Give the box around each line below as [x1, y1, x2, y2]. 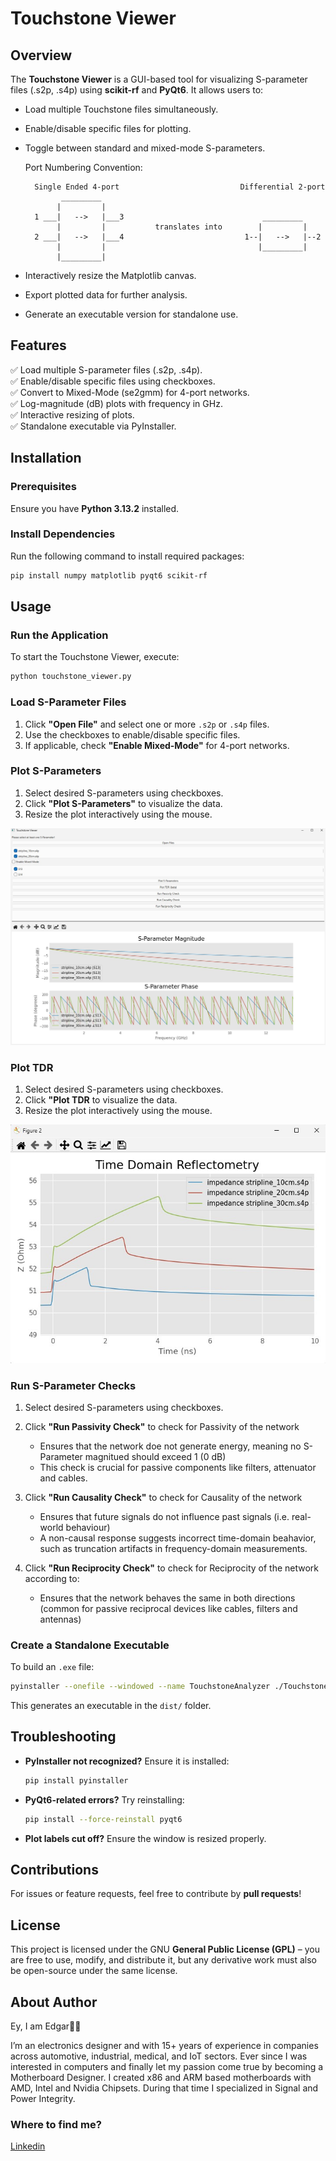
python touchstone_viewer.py [10, 672, 132, 682]
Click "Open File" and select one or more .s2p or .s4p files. [24, 718, 270, 730]
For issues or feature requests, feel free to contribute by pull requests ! [10, 1888, 302, 1900]
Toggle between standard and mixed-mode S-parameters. [24, 142, 266, 154]
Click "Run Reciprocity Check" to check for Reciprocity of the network [24, 1562, 319, 1574]
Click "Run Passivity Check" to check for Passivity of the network [24, 1420, 300, 1432]
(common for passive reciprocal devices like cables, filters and [39, 1602, 298, 1614]
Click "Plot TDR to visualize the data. [24, 1094, 178, 1106]
